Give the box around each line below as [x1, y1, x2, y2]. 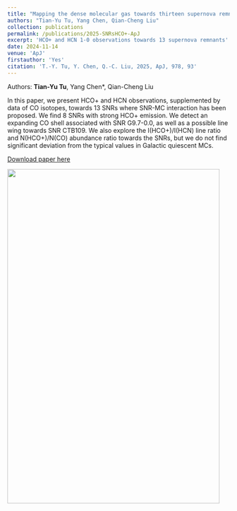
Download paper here [7, 155, 71, 163]
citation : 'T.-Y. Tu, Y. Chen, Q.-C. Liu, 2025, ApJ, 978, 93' [7, 63, 197, 70]
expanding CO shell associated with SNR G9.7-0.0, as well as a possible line [7, 118, 229, 127]
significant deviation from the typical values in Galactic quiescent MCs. [7, 141, 214, 149]
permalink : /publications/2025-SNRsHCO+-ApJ [7, 30, 140, 37]
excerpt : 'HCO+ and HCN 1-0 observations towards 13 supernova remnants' [7, 37, 229, 44]
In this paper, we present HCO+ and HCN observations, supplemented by [7, 96, 221, 105]
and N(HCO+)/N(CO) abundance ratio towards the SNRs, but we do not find [7, 134, 227, 142]
